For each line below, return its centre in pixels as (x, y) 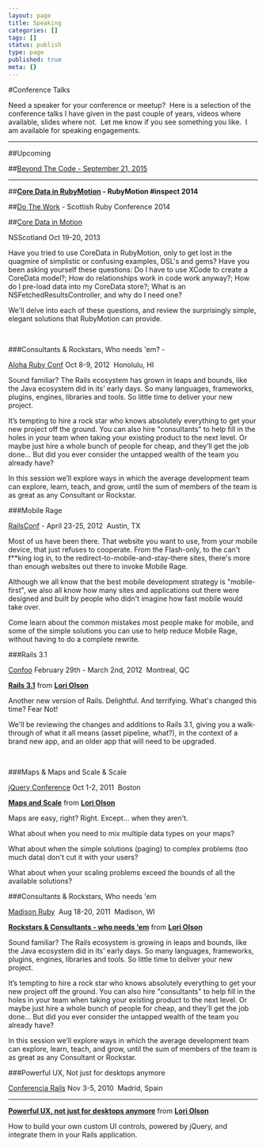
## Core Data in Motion (46, 222)
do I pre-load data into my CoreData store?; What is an (97, 286)
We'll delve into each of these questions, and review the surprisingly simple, (132, 310)
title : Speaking (35, 23)
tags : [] (23, 38)
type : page (26, 52)
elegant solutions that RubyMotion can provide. (85, 319)
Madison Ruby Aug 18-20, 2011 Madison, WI (82, 912)
